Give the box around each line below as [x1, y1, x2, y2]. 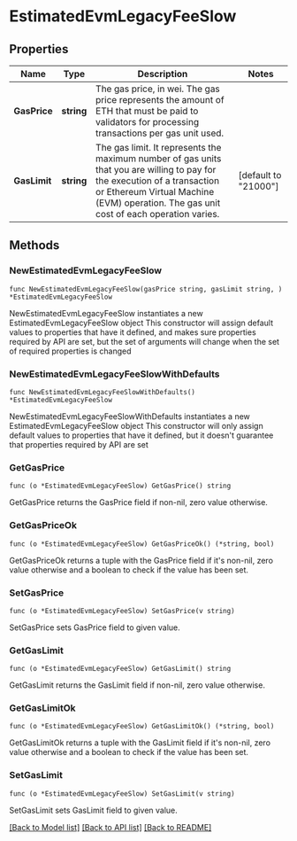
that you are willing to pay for [95, 164, 217, 175]
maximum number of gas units [95, 152, 222, 165]
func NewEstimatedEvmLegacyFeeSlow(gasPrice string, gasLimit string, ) [9, 284, 283, 293]
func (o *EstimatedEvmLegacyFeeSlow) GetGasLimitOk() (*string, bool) [9, 722, 275, 731]
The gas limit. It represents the [95, 142, 222, 153]
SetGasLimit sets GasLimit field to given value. [9, 805, 179, 815]
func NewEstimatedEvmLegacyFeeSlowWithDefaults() [9, 387, 196, 396]
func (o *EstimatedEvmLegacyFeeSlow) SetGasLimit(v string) [9, 789, 236, 798]
